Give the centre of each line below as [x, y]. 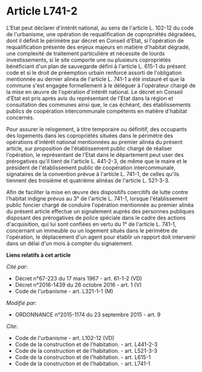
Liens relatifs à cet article [39, 255]
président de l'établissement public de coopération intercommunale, [91, 168]
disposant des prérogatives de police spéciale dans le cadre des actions [96, 218]
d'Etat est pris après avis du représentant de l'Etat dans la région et [90, 98]
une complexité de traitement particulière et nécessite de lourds [86, 53]
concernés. [21, 117]
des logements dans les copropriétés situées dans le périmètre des [90, 135]
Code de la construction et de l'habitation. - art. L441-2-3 [86, 344]
